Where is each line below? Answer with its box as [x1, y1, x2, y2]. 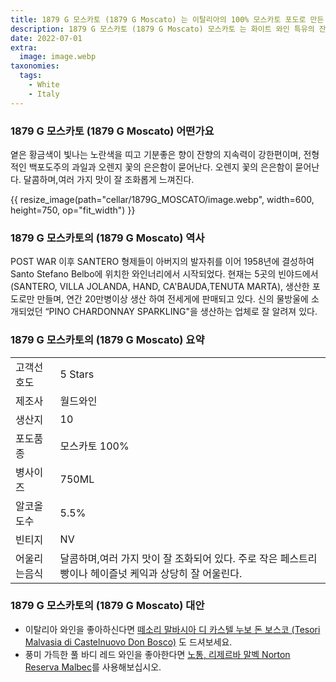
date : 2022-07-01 [10, 33, 83, 43]
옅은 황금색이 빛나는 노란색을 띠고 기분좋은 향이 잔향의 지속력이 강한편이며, [10, 148, 302, 160]
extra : [10, 42, 38, 53]
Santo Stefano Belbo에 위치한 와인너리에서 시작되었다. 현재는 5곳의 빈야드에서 [10, 268, 319, 280]
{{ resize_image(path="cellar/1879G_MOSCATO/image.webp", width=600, [10, 193, 315, 205]
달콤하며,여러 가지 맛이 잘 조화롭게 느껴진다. [23, 173, 195, 185]
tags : [19, 71, 43, 81]
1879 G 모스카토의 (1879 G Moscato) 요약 [10, 333, 205, 347]
